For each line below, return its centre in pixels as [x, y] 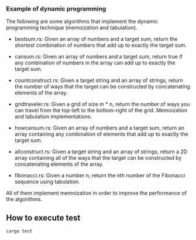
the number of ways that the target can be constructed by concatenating [102, 87]
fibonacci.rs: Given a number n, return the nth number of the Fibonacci [100, 176]
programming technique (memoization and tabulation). [72, 28]
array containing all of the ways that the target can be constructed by [98, 158]
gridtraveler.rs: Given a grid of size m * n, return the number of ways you [102, 104]
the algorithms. [24, 199]
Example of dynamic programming [56, 9]
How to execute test [43, 217]
